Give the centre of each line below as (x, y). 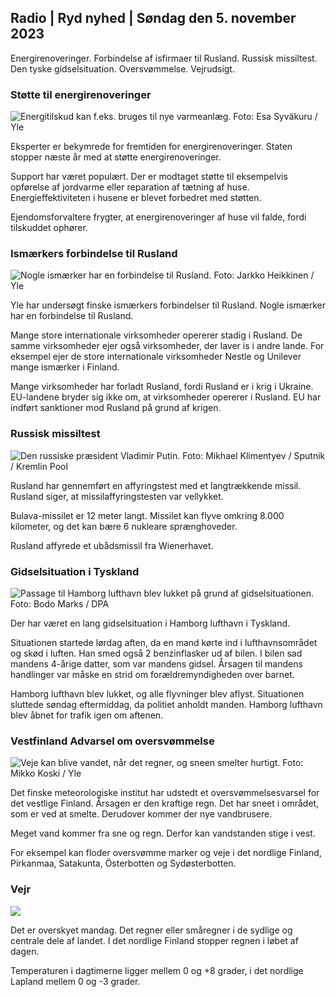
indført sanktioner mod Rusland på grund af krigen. (116, 408)
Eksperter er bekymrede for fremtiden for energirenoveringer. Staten (151, 147)
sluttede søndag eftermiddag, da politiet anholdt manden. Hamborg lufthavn (166, 704)
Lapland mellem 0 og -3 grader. (75, 981)
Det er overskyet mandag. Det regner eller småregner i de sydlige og (151, 930)
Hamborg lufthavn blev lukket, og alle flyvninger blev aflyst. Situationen (157, 694)
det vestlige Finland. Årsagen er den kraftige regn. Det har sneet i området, (165, 803)
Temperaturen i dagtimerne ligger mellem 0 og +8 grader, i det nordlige (157, 970)
